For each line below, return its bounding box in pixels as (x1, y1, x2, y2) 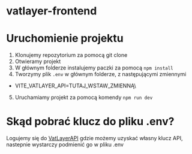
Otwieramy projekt (14, 58, 61, 65)
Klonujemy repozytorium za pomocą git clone (14, 52, 128, 59)
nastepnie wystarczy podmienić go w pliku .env (6, 141, 124, 148)
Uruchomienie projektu (6, 32, 124, 46)
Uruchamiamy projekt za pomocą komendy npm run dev (14, 94, 153, 101)
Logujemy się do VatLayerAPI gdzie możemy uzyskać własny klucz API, (6, 135, 183, 142)
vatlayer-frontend (6, 4, 97, 18)
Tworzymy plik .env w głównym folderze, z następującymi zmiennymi (14, 71, 187, 78)
